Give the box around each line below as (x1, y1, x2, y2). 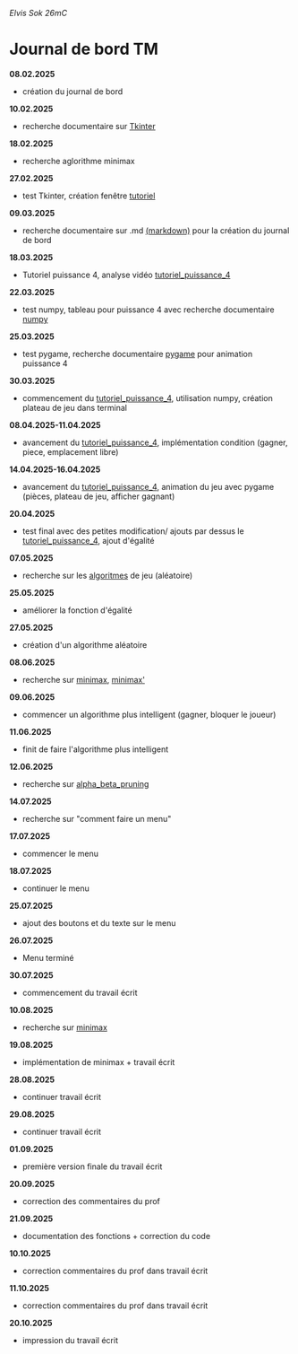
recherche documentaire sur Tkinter (21, 120, 156, 131)
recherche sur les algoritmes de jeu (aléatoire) (21, 570, 193, 581)
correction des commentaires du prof (21, 1195, 161, 1206)
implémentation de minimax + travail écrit (21, 1056, 175, 1067)
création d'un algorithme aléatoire (21, 639, 148, 650)
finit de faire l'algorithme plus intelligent (21, 744, 169, 755)
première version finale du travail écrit (21, 1161, 163, 1172)
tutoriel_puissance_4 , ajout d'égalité (21, 535, 155, 546)
